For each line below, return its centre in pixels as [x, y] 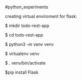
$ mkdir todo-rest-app [27, 26]
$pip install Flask [22, 72]
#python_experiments [27, 7]
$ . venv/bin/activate [25, 63]
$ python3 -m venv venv [29, 44]
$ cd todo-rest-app [24, 35]
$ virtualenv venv [22, 53]
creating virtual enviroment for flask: [41, 16]
